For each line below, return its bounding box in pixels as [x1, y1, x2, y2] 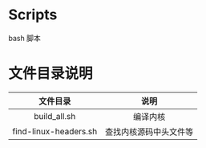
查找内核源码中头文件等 [104, 126, 194, 138]
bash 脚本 [8, 33, 42, 43]
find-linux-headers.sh [12, 125, 98, 137]
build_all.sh [33, 110, 76, 121]
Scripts [8, 6, 58, 24]
